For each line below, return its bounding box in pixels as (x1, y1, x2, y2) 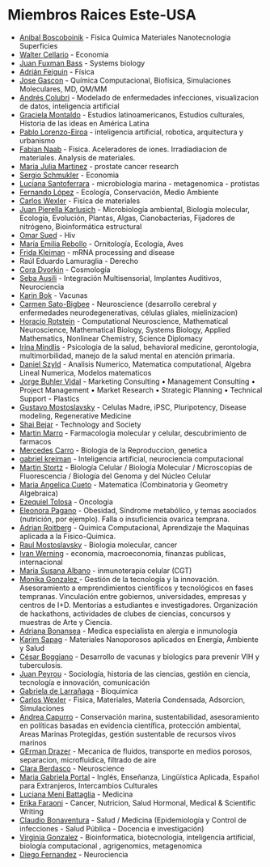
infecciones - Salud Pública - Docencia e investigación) (19, 823, 205, 833)
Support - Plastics (19, 393, 80, 403)
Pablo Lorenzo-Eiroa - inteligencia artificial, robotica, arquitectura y (19, 127, 244, 137)
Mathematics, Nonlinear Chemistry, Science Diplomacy (19, 334, 203, 343)
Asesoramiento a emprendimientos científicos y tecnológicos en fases (19, 583, 254, 593)
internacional (19, 557, 63, 567)
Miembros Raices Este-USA (7, 6, 197, 24)
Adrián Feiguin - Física (19, 66, 95, 76)
